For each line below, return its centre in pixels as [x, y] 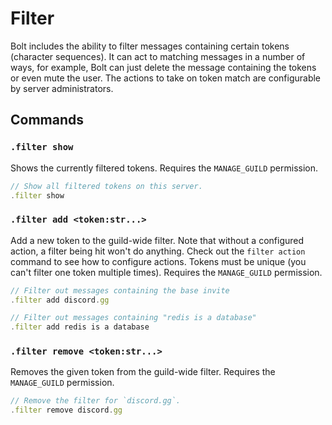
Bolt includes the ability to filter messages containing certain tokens [150, 46]
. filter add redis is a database [80, 327]
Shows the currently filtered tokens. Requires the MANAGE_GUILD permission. [164, 168]
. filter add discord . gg [60, 300]
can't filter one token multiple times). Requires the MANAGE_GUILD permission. [166, 272]
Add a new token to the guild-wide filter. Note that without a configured [157, 240]
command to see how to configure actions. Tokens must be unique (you [158, 261]
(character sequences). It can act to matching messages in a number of [158, 56]
